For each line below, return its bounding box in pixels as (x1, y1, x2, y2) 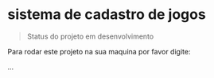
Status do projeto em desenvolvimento (26, 32, 154, 41)
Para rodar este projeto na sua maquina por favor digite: (7, 46, 191, 56)
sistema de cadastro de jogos (7, 6, 206, 24)
